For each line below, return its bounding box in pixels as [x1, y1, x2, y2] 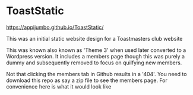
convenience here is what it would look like [6, 83, 112, 90]
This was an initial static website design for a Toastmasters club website [6, 35, 183, 42]
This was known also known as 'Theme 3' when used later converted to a [6, 46, 186, 54]
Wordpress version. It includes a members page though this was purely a [6, 53, 185, 60]
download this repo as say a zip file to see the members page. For [6, 77, 168, 84]
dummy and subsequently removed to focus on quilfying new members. [6, 59, 182, 66]
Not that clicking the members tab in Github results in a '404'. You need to [6, 70, 187, 77]
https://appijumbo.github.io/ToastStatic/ [6, 24, 104, 31]
